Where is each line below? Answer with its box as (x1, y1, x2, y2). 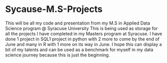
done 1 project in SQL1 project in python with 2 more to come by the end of (5, 36, 159, 42)
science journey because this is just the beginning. (5, 51, 110, 58)
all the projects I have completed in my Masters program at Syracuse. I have (5, 30, 162, 36)
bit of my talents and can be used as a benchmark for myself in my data (5, 46, 154, 52)
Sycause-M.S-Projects (5, 3, 103, 15)
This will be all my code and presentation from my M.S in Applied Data (5, 20, 150, 26)
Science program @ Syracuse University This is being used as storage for (5, 25, 158, 31)
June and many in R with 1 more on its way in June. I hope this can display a (5, 41, 162, 47)
